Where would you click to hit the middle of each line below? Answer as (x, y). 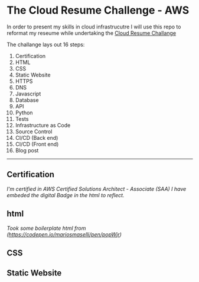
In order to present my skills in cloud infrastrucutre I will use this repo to (94, 27)
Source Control (34, 132)
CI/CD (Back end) (37, 137)
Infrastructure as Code (43, 125)
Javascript (28, 94)
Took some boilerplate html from (46, 228)
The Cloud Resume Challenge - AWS (98, 10)
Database (27, 100)
